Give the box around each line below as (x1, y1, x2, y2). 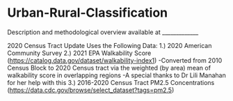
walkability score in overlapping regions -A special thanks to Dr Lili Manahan (7, 71, 226, 79)
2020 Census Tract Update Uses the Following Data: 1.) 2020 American (7, 41, 212, 49)
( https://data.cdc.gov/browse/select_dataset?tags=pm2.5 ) (7, 86, 175, 94)
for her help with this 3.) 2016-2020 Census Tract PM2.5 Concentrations (7, 78, 215, 86)
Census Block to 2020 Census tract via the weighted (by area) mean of (7, 63, 211, 72)
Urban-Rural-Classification (7, 5, 168, 21)
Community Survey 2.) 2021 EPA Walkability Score (7, 49, 152, 57)
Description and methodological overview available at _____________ (7, 28, 199, 36)
